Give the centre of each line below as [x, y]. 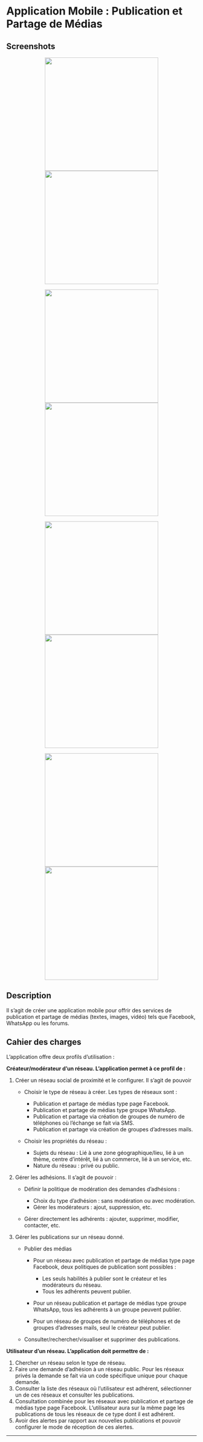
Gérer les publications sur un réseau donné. [69, 1237]
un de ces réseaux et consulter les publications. [75, 1395]
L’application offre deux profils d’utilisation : [60, 1056]
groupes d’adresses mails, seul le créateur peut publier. [102, 1327]
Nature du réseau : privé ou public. [76, 1165]
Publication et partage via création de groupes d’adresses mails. [113, 1129]
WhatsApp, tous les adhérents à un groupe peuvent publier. [107, 1309]
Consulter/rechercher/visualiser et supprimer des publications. [102, 1339]
